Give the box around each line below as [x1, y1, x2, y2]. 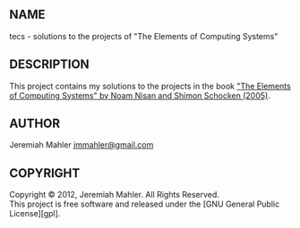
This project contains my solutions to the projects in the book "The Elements [9, 80, 291, 91]
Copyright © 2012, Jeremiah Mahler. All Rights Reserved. [9, 190, 219, 200]
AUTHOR [9, 116, 61, 131]
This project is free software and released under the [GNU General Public [9, 198, 280, 209]
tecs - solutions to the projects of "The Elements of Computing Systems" [9, 30, 279, 41]
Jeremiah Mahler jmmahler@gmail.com [9, 139, 154, 150]
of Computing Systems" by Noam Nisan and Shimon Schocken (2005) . [9, 89, 270, 101]
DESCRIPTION [9, 57, 90, 72]
